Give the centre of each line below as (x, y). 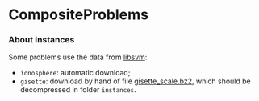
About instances (42, 40)
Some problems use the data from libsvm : (78, 57)
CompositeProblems (79, 15)
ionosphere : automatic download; (75, 73)
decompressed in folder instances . (78, 90)
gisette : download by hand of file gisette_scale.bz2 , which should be (136, 81)
